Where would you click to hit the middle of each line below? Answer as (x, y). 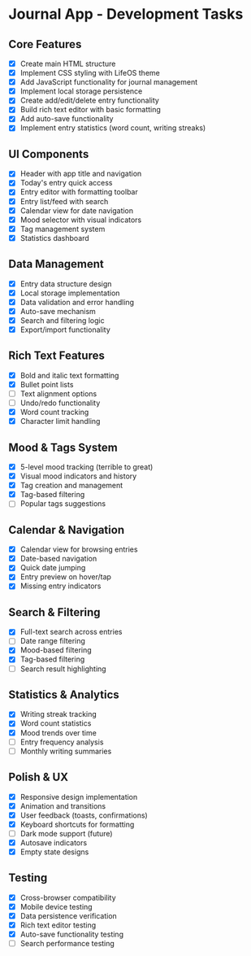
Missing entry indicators (61, 586)
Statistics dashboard (54, 238)
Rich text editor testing (58, 925)
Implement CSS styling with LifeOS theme (90, 73)
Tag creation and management (71, 486)
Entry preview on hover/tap (66, 577)
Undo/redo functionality (60, 403)
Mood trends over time (58, 732)
